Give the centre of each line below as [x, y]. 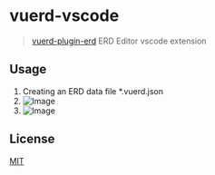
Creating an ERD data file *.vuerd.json [93, 91]
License [32, 139]
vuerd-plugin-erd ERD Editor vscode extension [119, 41]
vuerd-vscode [64, 16]
